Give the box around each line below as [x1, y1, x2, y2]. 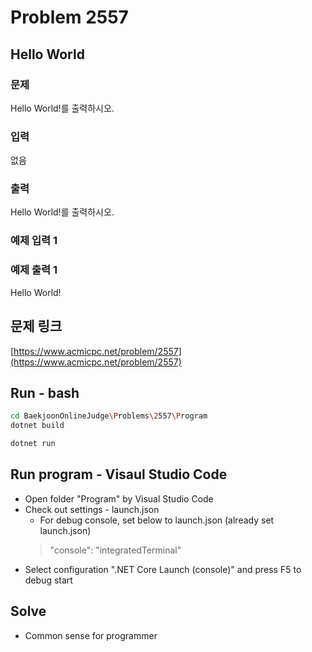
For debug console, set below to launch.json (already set [39, 514, 275, 526]
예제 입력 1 [10, 234, 58, 248]
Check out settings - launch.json [24, 503, 160, 515]
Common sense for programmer [24, 629, 158, 641]
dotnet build [10, 421, 65, 431]
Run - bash [10, 384, 80, 401]
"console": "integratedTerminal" [49, 544, 182, 556]
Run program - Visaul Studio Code [10, 466, 228, 483]
